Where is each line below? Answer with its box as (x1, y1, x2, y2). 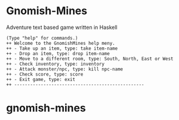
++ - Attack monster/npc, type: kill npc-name (6, 66, 123, 72)
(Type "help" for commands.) (6, 35, 78, 41)
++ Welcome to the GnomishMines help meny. (6, 40, 116, 46)
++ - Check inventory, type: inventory (6, 61, 105, 67)
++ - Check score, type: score (6, 71, 84, 77)
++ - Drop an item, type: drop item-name (6, 50, 110, 57)
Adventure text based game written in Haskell (6, 24, 117, 31)
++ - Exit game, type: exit (6, 76, 76, 82)
